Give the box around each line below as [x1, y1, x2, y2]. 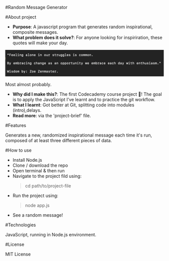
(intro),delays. [12, 107, 42, 113]
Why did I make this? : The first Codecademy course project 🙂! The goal [12, 91, 162, 97]
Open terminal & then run [12, 167, 65, 173]
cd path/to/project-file [25, 182, 71, 188]
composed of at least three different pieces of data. [5, 137, 112, 143]
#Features [5, 122, 27, 128]
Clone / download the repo [12, 162, 68, 168]
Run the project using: [12, 192, 59, 199]
